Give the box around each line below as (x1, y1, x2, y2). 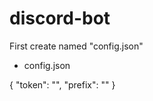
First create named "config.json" (9, 40, 144, 52)
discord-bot (9, 7, 111, 30)
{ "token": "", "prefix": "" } (9, 78, 116, 91)
